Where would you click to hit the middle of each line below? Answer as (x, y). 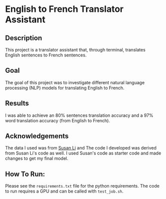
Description (24, 38)
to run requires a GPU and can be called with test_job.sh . (64, 191)
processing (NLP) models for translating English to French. (65, 88)
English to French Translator (64, 9)
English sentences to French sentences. (46, 55)
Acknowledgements (37, 136)
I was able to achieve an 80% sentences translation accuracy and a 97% (79, 115)
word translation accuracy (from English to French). (58, 120)
